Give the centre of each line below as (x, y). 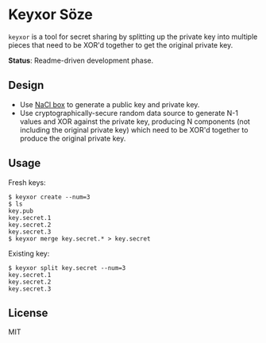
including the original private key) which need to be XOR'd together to (134, 129)
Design (26, 85)
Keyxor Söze (51, 15)
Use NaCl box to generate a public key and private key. (110, 104)
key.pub (21, 211)
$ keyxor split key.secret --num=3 (67, 268)
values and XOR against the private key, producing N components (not (135, 121)
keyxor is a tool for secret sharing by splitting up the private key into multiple (133, 37)
